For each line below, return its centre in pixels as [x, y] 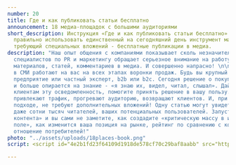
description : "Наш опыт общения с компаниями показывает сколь [102, 53]
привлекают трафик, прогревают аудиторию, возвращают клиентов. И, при [121, 99]
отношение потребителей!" [52, 131]
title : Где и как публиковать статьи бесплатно [78, 20]
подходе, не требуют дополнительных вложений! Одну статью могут [111, 105]
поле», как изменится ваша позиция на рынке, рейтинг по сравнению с [117, 125]
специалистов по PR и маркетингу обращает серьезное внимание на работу [122, 60]
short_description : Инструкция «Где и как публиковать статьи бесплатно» [118, 33]
